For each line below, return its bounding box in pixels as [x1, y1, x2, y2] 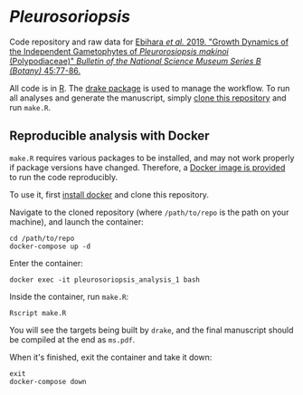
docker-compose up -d [9, 242, 91, 251]
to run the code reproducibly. [9, 171, 118, 182]
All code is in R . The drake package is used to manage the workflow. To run [9, 82, 290, 93]
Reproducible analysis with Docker [9, 129, 210, 144]
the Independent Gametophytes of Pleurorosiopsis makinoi [9, 45, 229, 56]
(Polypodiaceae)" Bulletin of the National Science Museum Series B [9, 55, 261, 66]
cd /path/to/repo [9, 234, 75, 243]
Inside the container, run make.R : [9, 291, 129, 302]
